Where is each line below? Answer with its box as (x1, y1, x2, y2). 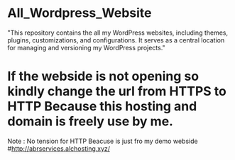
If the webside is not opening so (7, 69, 200, 84)
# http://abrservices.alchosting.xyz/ (7, 144, 111, 153)
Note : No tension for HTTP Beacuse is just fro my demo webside (7, 137, 198, 145)
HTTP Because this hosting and (7, 98, 197, 115)
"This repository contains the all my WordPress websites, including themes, (7, 28, 229, 37)
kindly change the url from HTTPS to (7, 84, 227, 100)
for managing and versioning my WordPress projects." (7, 43, 165, 52)
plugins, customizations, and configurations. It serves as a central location (7, 35, 225, 44)
